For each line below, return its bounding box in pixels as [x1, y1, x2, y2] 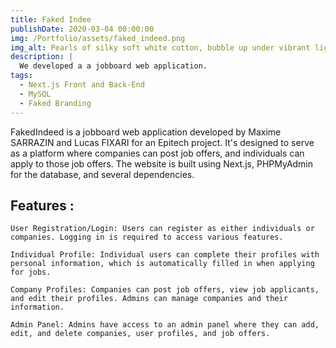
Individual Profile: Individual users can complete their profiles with [10, 250, 320, 260]
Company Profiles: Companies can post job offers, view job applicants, [10, 285, 320, 295]
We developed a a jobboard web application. [19, 61, 208, 71]
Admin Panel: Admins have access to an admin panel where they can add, [10, 320, 320, 330]
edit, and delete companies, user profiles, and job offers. [10, 329, 271, 339]
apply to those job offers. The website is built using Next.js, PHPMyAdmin [10, 157, 314, 170]
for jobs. [10, 267, 52, 278]
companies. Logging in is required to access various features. [10, 232, 284, 243]
